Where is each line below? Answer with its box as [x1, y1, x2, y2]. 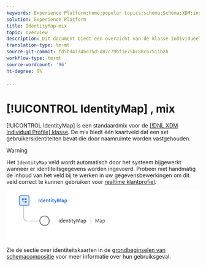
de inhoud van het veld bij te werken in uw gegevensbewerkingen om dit [6, 172, 190, 179]
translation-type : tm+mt [6, 42, 70, 48]
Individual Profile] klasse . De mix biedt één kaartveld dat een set [6, 129, 169, 136]
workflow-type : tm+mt [6, 55, 62, 61]
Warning [6, 147, 28, 154]
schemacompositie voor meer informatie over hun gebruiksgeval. [6, 253, 172, 260]
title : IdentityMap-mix [6, 23, 67, 29]
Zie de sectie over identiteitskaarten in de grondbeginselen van [6, 246, 166, 254]
